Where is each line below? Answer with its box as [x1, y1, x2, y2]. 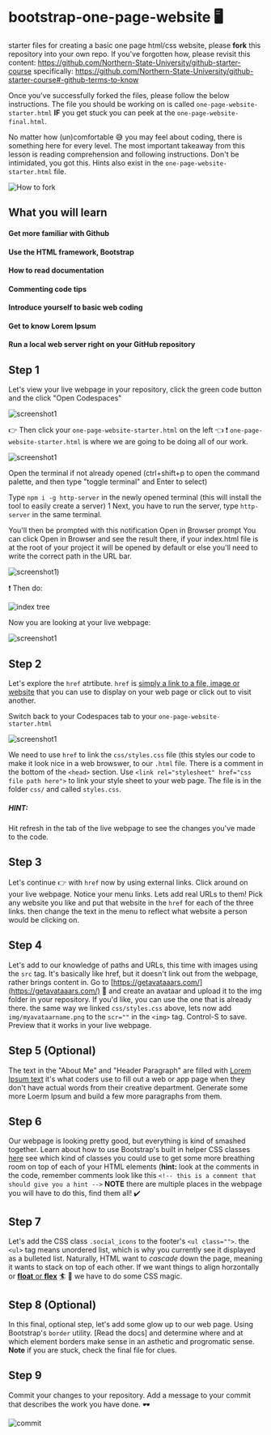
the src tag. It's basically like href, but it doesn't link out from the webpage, [8, 968, 259, 979]
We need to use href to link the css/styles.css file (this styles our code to [8, 750, 256, 760]
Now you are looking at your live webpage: [8, 618, 151, 628]
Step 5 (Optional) [8, 1044, 96, 1058]
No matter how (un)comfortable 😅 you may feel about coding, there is [8, 132, 243, 142]
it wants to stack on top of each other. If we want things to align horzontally [8, 1262, 260, 1272]
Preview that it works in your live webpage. [8, 1020, 152, 1030]
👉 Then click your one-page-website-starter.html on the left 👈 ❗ [8, 425, 229, 435]
